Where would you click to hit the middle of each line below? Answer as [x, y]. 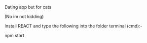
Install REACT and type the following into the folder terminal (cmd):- [73, 26]
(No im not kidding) [24, 16]
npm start [15, 35]
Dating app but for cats [28, 7]
